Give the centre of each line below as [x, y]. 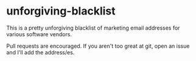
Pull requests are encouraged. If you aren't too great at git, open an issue [98, 46]
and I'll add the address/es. [40, 52]
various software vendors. [39, 34]
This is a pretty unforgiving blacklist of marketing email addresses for [93, 28]
